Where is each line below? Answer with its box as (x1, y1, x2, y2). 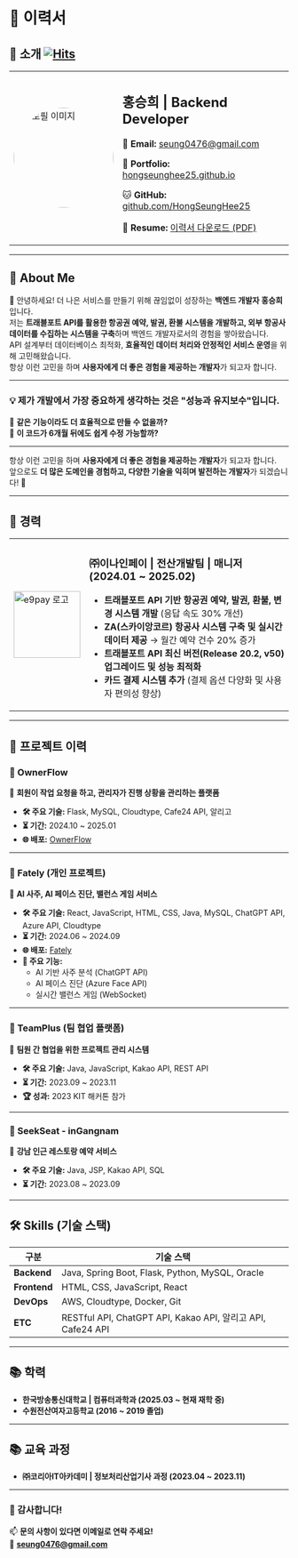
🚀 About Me (9, 270, 75, 285)
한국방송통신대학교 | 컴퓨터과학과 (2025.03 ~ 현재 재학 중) (21, 1393, 225, 1405)
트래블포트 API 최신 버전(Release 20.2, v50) (104, 647, 286, 660)
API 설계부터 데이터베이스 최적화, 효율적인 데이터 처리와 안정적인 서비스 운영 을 (9, 340, 278, 350)
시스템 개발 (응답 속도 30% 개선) (114, 607, 244, 620)
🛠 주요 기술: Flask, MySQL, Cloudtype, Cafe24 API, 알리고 (21, 807, 232, 817)
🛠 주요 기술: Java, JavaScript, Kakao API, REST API (21, 1063, 208, 1073)
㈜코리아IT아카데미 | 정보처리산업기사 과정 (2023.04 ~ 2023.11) (21, 1471, 246, 1482)
